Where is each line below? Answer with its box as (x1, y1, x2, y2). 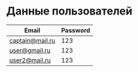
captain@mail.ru (9, 36, 55, 45)
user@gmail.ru (9, 46, 51, 54)
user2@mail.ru (9, 56, 51, 64)
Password (61, 26, 90, 34)
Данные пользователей (6, 4, 133, 18)
